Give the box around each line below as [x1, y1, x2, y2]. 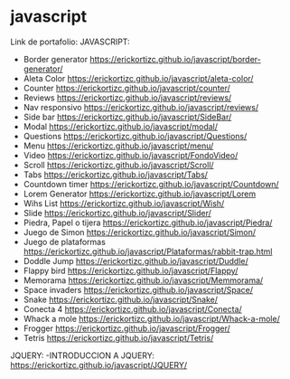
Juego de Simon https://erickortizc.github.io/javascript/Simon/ [23, 226, 257, 237]
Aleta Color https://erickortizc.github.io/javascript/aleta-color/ [23, 72, 254, 83]
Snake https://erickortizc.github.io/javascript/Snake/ [23, 294, 218, 305]
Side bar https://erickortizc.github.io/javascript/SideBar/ [23, 111, 232, 122]
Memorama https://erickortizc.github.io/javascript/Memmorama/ [23, 274, 264, 286]
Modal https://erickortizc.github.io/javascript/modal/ [23, 120, 219, 132]
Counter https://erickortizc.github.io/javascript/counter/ [23, 82, 231, 93]
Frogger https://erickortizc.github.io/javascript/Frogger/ [23, 323, 231, 334]
